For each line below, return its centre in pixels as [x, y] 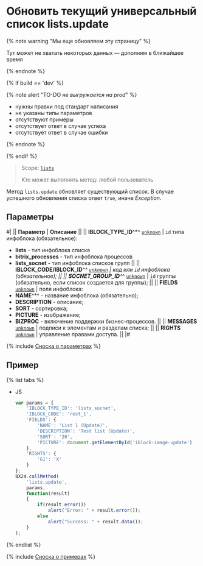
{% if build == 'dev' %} [35, 83]
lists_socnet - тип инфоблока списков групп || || [77, 263]
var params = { [34, 403]
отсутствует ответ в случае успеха [60, 126]
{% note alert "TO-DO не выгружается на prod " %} [72, 94]
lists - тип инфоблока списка [53, 250]
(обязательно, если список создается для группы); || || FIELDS [96, 282]
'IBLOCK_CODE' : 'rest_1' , [59, 414]
